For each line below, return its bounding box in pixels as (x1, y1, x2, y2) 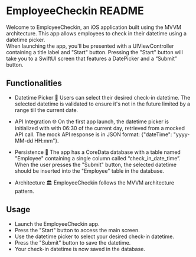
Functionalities (6, 78, 62, 88)
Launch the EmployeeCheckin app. (14, 220, 100, 228)
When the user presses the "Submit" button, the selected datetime (14, 161, 177, 168)
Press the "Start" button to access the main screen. (14, 226, 140, 233)
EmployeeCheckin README (6, 4, 144, 18)
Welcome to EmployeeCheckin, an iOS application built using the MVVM (6, 24, 182, 31)
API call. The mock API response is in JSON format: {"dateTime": (14, 131, 172, 138)
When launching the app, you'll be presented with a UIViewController (6, 42, 174, 50)
